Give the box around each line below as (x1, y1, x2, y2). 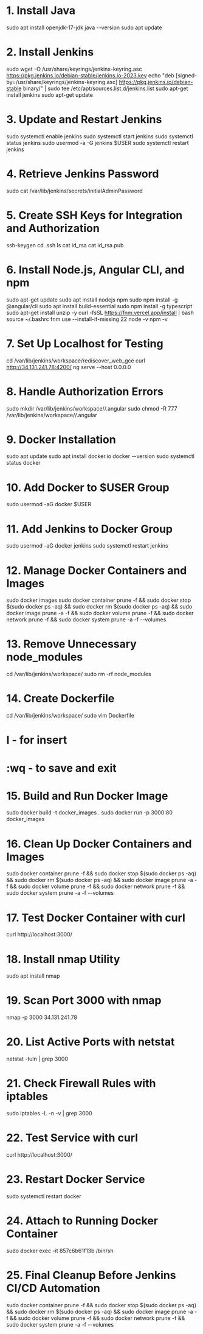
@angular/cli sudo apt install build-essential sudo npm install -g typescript (6, 302, 193, 309)
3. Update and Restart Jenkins (6, 113, 162, 127)
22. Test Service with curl (6, 1131, 139, 1145)
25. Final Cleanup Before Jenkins (6, 1268, 176, 1282)
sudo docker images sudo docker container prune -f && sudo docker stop (6, 596, 191, 604)
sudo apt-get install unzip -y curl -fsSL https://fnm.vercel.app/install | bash (6, 309, 194, 316)
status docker (6, 459, 41, 467)
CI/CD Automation (6, 1282, 100, 1295)
